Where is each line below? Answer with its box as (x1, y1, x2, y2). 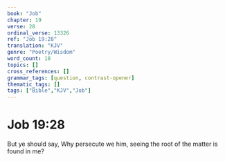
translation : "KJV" (7, 42, 64, 49)
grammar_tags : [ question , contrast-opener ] (7, 74, 135, 82)
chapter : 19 (7, 17, 42, 23)
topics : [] (7, 61, 39, 68)
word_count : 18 (7, 55, 51, 62)
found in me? (7, 147, 45, 155)
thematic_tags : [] (7, 81, 60, 88)
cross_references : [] (7, 68, 70, 75)
